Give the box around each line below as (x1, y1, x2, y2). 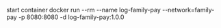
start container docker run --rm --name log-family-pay (6, 6, 161, 14)
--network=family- (162, 6, 215, 14)
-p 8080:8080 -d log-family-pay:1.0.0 (18, 13, 125, 21)
